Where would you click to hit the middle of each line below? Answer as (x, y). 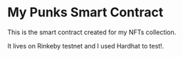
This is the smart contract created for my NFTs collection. (92, 32)
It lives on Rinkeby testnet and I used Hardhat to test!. (86, 46)
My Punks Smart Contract (85, 12)
